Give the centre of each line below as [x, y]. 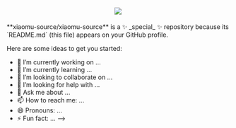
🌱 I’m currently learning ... [54, 69]
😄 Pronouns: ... [40, 110]
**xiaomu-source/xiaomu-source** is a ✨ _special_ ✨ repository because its [118, 27]
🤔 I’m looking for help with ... [58, 84]
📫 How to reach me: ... [51, 100]
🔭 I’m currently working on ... [59, 62]
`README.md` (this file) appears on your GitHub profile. [88, 35]
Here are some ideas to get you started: [65, 48]
